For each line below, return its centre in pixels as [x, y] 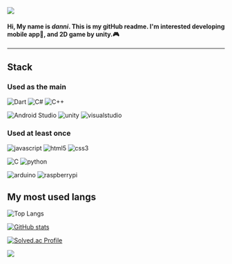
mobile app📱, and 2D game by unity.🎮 [63, 34]
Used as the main [37, 87]
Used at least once [39, 133]
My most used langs [52, 197]
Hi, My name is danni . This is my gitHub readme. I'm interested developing [116, 26]
